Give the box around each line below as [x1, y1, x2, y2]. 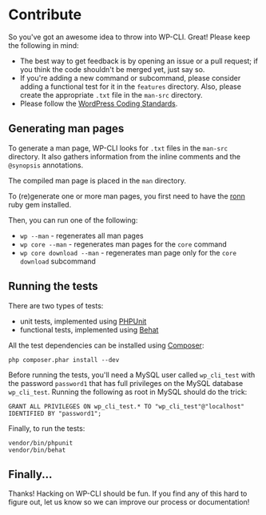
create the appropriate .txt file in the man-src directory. [19, 90, 203, 99]
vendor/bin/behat [8, 446, 66, 454]
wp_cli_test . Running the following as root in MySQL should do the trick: [8, 387, 248, 396]
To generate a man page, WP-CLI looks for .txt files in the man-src [8, 143, 228, 153]
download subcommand [19, 256, 96, 266]
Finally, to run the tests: [8, 423, 85, 433]
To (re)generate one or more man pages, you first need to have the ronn [8, 191, 245, 201]
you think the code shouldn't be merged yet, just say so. [19, 64, 205, 74]
